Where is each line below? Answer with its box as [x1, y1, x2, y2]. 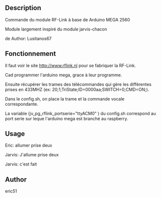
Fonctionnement [5, 49, 56, 58]
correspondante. [5, 101, 39, 107]
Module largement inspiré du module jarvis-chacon [5, 26, 108, 32]
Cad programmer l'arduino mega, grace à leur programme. [5, 72, 122, 78]
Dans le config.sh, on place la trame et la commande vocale [5, 96, 125, 101]
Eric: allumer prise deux [5, 143, 52, 148]
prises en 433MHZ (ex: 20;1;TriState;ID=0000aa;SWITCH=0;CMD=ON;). [5, 86, 149, 92]
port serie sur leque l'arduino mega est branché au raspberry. [5, 115, 129, 121]
